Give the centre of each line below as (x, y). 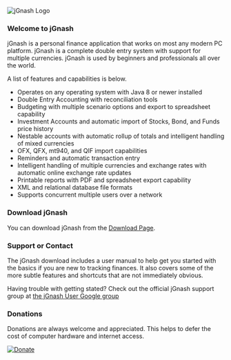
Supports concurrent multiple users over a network (90, 195)
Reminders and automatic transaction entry (78, 158)
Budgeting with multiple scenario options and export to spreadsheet (114, 107)
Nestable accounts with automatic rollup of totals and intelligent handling (121, 136)
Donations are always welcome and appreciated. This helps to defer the (109, 329)
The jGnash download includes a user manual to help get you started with (112, 260)
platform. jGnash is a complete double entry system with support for (104, 51)
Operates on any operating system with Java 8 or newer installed (110, 92)
